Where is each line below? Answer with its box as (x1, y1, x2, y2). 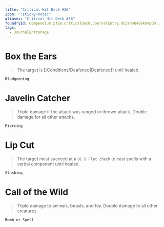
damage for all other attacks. (17, 114, 75, 120)
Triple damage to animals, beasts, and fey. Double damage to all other (17, 203, 158, 208)
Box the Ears (5, 51, 57, 62)
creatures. (17, 208, 38, 214)
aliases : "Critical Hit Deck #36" (5, 16, 76, 21)
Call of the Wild (5, 186, 68, 198)
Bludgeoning (5, 76, 29, 81)
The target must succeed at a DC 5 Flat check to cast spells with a (17, 156, 151, 162)
